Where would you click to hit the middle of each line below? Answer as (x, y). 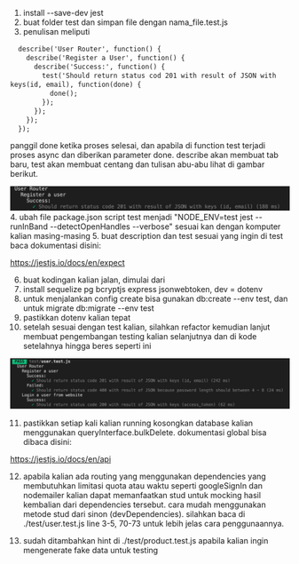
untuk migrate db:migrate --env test (88, 308)
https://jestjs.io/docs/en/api (61, 459)
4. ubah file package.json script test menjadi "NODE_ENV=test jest (132, 217)
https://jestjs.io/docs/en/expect (67, 262)
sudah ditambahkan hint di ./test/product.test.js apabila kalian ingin (146, 540)
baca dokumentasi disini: (55, 245)
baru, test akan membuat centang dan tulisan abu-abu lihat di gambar (138, 164)
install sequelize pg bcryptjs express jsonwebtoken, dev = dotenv (143, 289)
